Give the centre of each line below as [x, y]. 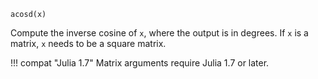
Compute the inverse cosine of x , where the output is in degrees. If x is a [159, 33]
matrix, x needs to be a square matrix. [88, 43]
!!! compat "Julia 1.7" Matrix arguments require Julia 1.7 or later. [140, 63]
